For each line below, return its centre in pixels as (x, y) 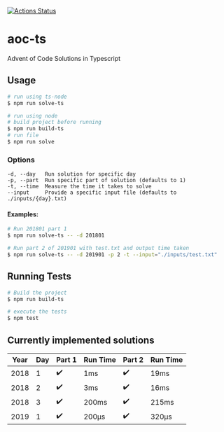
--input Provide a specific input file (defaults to (92, 193)
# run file (23, 135)
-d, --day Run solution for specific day (72, 174)
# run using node (33, 116)
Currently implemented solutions (81, 340)
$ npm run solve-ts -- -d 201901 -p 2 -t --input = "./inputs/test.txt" (112, 255)
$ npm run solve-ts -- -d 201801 (56, 236)
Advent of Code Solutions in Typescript (64, 58)
